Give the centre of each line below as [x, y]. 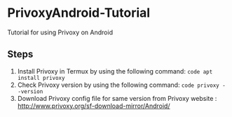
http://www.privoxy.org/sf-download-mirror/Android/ [94, 106]
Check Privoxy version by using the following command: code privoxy [118, 85]
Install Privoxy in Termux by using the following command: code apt [115, 71]
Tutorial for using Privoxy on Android [60, 32]
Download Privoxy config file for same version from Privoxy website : [117, 98]
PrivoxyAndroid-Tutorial [79, 13]
